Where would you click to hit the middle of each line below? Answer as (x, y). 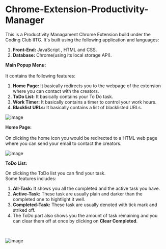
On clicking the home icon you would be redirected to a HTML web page (81, 138)
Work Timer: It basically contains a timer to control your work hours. (85, 102)
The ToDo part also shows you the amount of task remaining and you (85, 215)
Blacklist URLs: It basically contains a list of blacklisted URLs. (77, 107)
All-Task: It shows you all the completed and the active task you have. (86, 188)
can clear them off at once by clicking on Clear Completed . (75, 221)
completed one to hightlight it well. (49, 199)
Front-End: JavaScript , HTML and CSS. (55, 49)
